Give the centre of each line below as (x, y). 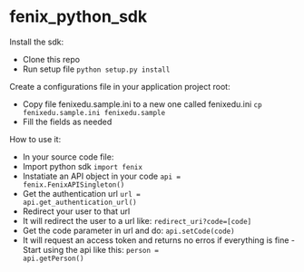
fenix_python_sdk (78, 17)
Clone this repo (51, 59)
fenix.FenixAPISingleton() (74, 185)
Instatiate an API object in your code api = (102, 176)
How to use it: (35, 139)
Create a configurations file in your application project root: (120, 86)
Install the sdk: (37, 42)
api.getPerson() (53, 258)
